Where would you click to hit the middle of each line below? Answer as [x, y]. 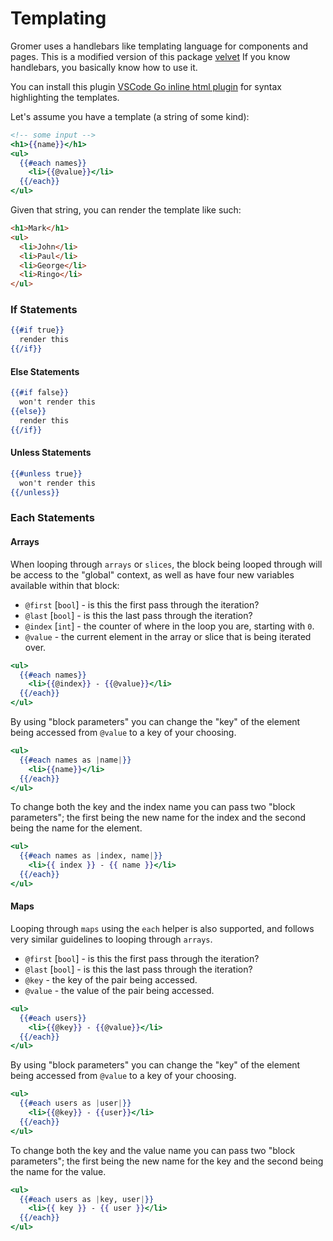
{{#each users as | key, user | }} [87, 1199]
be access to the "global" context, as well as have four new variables [152, 574]
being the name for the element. [76, 828]
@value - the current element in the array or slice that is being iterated [168, 636]
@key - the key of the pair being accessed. [111, 979]
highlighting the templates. [65, 97]
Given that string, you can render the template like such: [126, 210]
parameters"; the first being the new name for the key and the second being [167, 1161]
